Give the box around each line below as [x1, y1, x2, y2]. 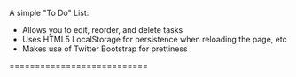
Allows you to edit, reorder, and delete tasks [21, 25, 183, 35]
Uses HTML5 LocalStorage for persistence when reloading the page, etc [21, 35, 287, 44]
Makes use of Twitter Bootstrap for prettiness [21, 43, 188, 54]
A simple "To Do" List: [9, 8, 90, 18]
